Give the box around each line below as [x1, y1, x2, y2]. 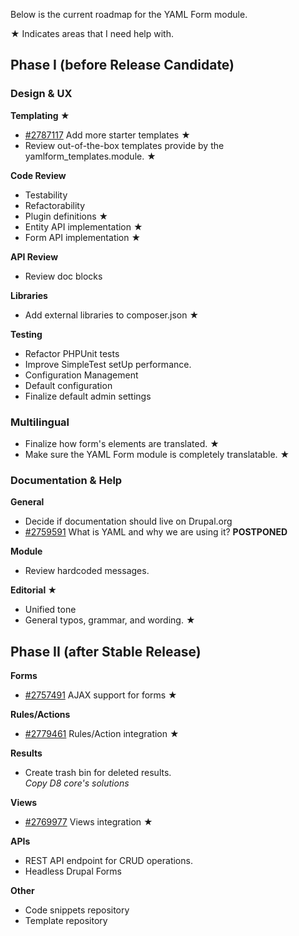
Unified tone [24, 604, 77, 616]
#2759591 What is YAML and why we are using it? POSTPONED [24, 526, 288, 538]
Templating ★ [10, 109, 70, 121]
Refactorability [24, 199, 86, 211]
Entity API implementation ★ [24, 220, 143, 233]
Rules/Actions [10, 709, 71, 721]
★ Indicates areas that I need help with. [10, 28, 174, 39]
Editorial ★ [10, 584, 58, 596]
